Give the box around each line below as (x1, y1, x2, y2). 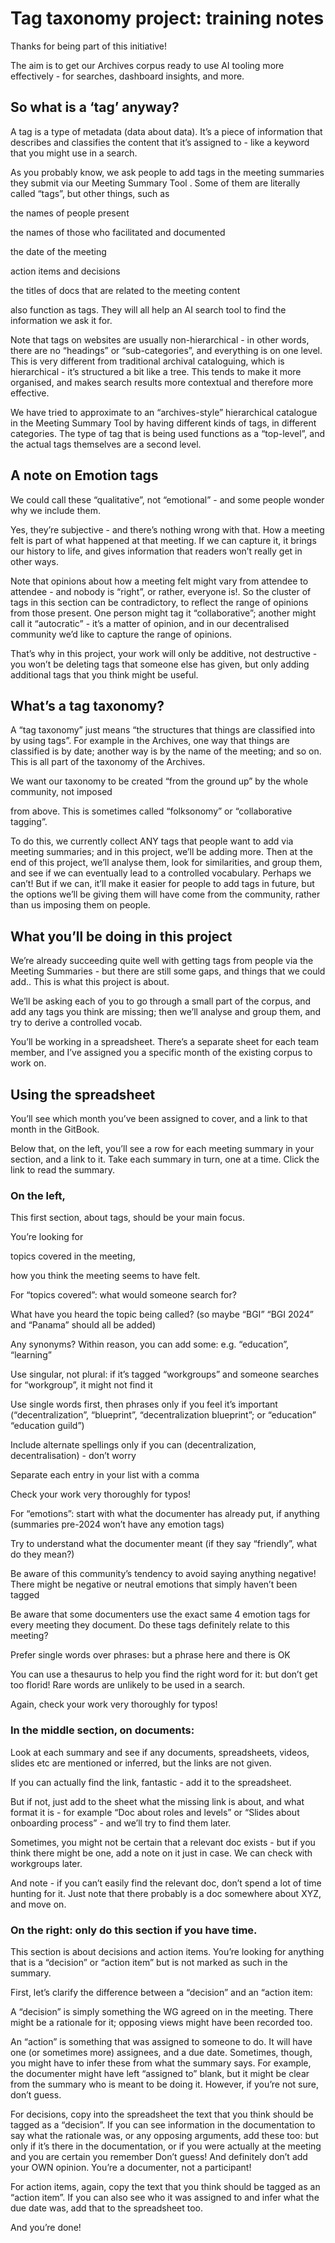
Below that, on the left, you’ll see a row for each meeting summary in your (10, 1143, 315, 1154)
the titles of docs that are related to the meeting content (10, 284, 241, 296)
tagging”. (10, 816, 48, 828)
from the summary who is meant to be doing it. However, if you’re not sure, (10, 2078, 319, 2090)
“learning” (10, 1349, 52, 1361)
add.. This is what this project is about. (10, 976, 170, 988)
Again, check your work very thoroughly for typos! (10, 1698, 218, 1711)
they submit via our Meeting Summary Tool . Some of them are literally (10, 177, 301, 189)
